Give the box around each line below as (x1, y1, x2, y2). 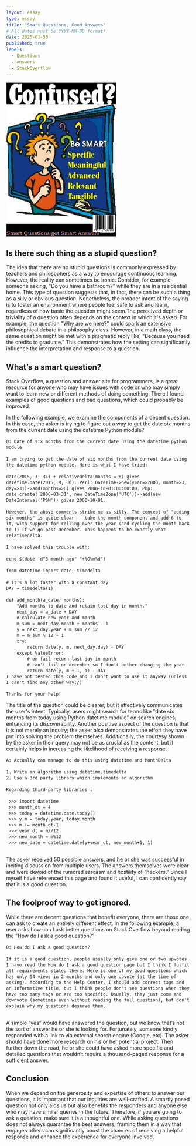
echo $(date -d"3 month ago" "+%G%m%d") (6, 556, 106, 562)
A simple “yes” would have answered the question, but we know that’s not (6, 1019, 184, 1026)
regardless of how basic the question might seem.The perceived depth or (6, 307, 183, 314)
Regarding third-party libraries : (6, 786, 93, 793)
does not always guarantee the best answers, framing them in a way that (6, 1120, 181, 1128)
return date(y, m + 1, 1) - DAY (27, 668, 106, 673)
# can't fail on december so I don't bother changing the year (27, 662, 184, 668)
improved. (6, 403, 30, 410)
